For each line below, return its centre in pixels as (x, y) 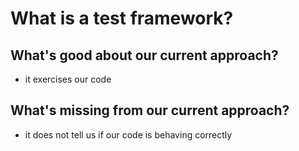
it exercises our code (68, 79)
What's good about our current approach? (144, 55)
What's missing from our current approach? (150, 110)
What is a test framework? (122, 18)
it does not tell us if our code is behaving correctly (128, 134)
